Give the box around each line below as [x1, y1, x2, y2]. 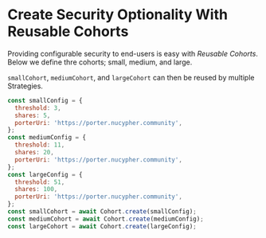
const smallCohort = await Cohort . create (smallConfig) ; [7, 208, 197, 216]
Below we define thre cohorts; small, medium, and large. [7, 57, 193, 67]
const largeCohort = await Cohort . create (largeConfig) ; [7, 222, 197, 230]
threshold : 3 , [14, 103, 61, 112]
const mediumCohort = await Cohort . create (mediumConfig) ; [7, 215, 204, 223]
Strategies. [7, 81, 43, 91]
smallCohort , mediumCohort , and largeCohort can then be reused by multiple [7, 72, 255, 82]
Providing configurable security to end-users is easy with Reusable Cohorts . [7, 49, 258, 58]
